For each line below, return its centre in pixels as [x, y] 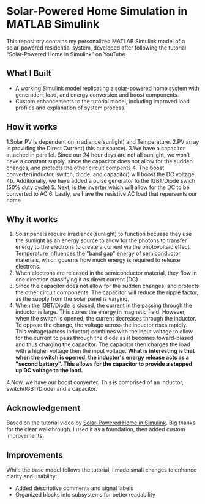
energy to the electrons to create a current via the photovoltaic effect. [103, 247]
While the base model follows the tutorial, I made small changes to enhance [102, 470]
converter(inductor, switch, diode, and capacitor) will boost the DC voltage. [101, 174]
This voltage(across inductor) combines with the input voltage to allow [104, 332]
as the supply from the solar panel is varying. [72, 299]
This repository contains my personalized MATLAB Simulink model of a [96, 41]
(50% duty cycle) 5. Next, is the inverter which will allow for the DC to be [98, 187]
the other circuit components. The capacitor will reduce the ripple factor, [107, 292]
